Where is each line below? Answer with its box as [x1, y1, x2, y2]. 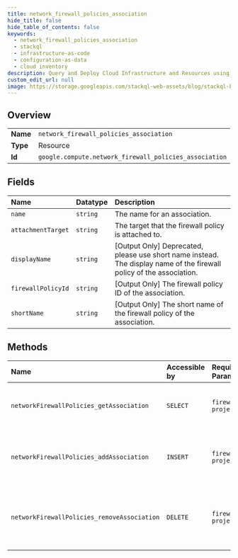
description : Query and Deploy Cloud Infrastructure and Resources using [7, 69, 230, 76]
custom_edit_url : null [7, 76, 74, 84]
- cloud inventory [13, 63, 69, 70]
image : [7, 83, 27, 90]
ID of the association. [114, 287, 186, 297]
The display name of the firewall [114, 258, 222, 268]
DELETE [166, 513, 189, 521]
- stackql [13, 43, 42, 50]
